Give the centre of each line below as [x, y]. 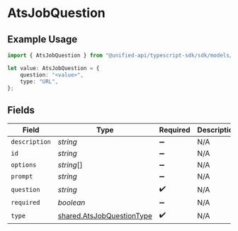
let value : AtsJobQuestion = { [53, 68]
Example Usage [42, 39]
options [24, 165]
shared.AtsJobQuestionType [105, 215]
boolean [72, 203]
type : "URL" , [39, 81]
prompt [22, 176]
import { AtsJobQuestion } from [55, 55]
